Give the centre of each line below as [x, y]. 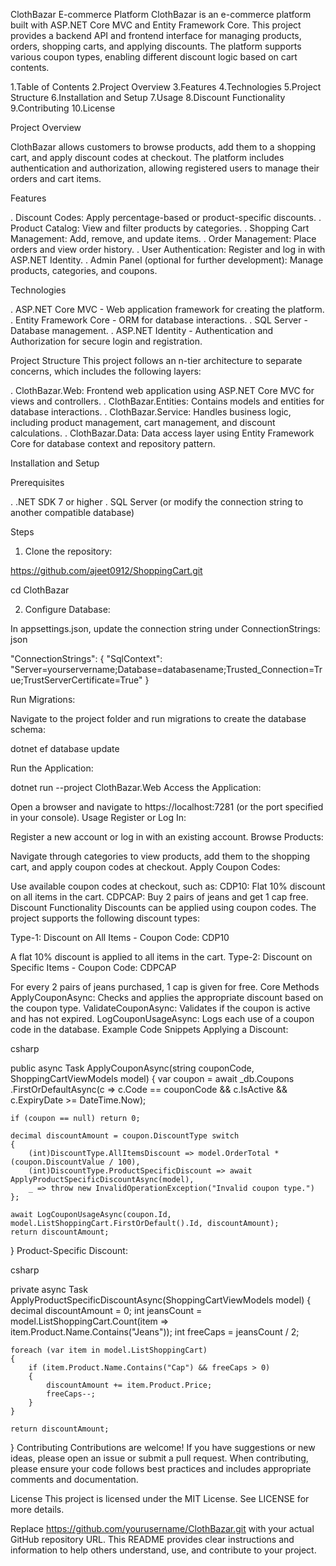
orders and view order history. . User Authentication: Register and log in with [168, 249]
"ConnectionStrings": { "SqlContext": [86, 658]
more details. [37, 1509]
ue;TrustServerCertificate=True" [76, 680]
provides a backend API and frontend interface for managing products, [156, 35]
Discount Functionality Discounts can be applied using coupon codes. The [163, 907]
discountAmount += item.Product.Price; [129, 1385]
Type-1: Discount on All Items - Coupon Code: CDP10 [120, 937]
